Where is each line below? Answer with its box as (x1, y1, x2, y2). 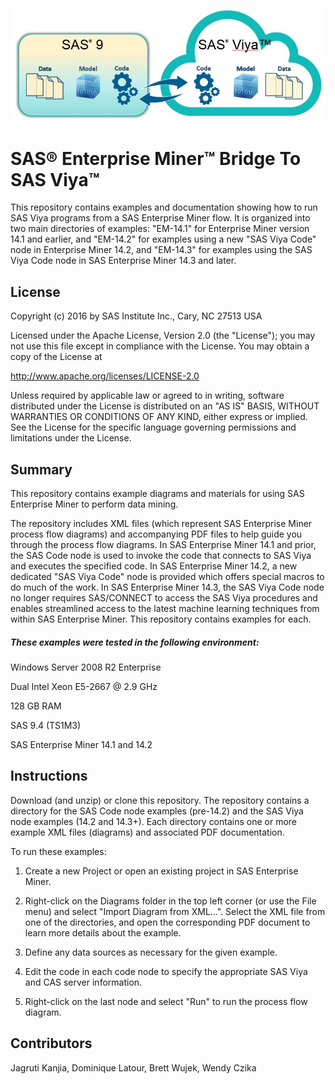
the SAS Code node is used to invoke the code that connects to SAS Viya (10, 549, 312, 561)
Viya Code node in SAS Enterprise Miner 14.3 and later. (10, 255, 237, 267)
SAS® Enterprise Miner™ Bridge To (10, 147, 302, 170)
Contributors (10, 1035, 93, 1052)
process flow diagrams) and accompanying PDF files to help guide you (10, 528, 303, 540)
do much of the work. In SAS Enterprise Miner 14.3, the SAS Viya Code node (10, 581, 325, 593)
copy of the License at (10, 351, 103, 363)
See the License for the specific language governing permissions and (10, 421, 297, 434)
